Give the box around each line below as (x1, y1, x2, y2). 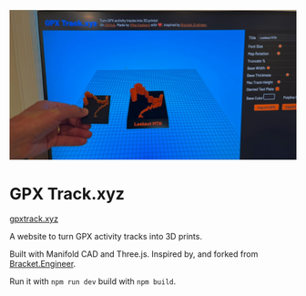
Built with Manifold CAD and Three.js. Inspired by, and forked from (9, 249, 259, 260)
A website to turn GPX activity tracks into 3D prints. (9, 231, 203, 242)
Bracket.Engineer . (9, 259, 76, 270)
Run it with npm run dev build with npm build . (9, 276, 177, 287)
